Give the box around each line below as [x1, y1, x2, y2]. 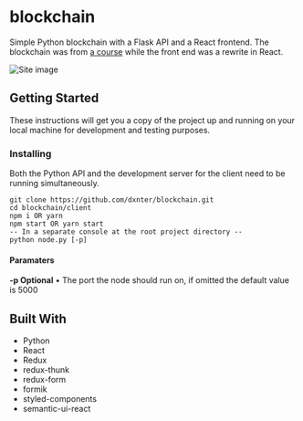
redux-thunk [22, 364, 70, 375]
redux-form [22, 374, 67, 385]
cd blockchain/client [9, 204, 92, 213]
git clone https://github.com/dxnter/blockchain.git [9, 195, 214, 205]
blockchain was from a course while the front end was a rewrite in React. [9, 46, 284, 57]
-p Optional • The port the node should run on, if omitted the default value [9, 275, 290, 286]
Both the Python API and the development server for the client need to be [9, 168, 286, 179]
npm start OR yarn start [9, 219, 104, 229]
